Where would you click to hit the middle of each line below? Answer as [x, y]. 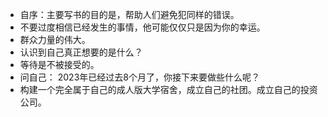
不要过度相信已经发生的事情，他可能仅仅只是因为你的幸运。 [142, 27]
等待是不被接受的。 [59, 64]
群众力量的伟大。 [55, 39]
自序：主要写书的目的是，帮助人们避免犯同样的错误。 [129, 14]
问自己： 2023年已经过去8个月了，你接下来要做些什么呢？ [139, 77]
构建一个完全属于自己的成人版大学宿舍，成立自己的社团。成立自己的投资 [168, 89]
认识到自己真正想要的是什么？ [81, 52]
